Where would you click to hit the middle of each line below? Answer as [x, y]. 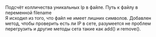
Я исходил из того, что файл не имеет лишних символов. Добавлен [78, 18]
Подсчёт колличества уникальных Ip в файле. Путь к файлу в [72, 7]
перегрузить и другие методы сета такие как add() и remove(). [73, 29]
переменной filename [28, 13]
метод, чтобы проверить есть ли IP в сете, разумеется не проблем [78, 23]
